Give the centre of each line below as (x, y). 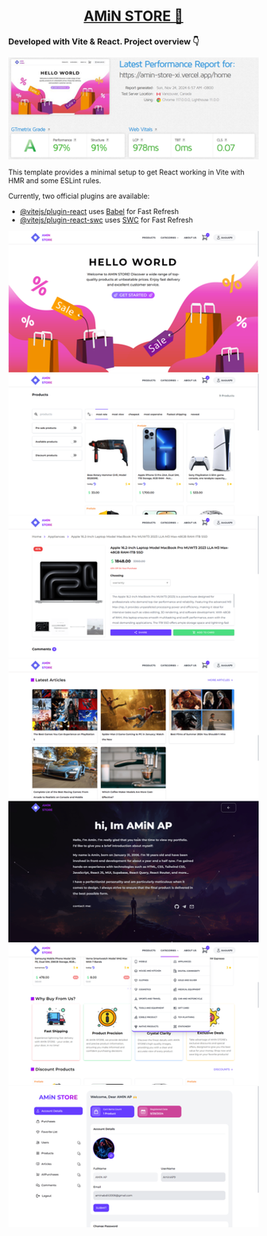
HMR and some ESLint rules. (55, 181)
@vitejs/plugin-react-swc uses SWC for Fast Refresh (106, 220)
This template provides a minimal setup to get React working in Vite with (126, 172)
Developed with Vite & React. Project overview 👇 (104, 41)
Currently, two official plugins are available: (79, 196)
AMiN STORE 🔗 (133, 16)
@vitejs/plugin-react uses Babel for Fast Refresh (99, 212)
